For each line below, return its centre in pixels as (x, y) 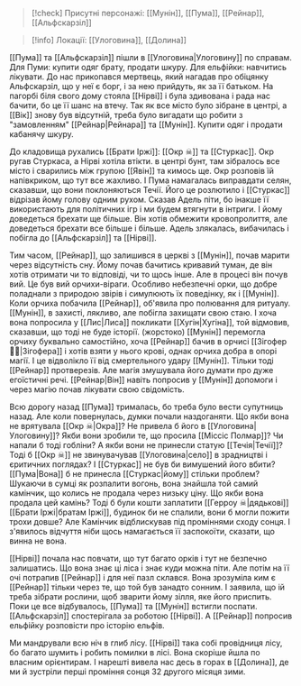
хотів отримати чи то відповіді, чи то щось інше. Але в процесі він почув (149, 274)
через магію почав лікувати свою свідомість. (97, 389)
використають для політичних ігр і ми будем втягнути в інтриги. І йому (146, 209)
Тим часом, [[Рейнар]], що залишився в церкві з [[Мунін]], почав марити (150, 255)
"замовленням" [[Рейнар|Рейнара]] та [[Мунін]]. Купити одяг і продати (146, 124)
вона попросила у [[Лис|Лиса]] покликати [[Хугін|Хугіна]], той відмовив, (150, 322)
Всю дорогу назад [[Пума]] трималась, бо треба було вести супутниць (146, 407)
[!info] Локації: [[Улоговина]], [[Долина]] (109, 40)
